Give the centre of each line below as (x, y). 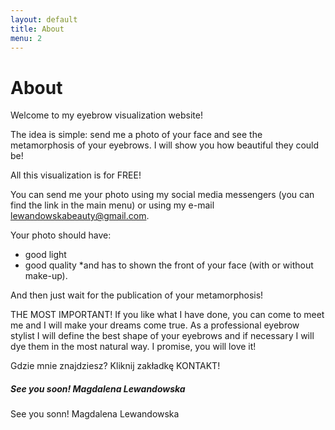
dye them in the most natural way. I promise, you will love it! (133, 347)
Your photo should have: (61, 235)
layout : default (44, 19)
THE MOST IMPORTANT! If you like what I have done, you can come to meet (167, 315)
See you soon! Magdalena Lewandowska (98, 388)
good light (45, 255)
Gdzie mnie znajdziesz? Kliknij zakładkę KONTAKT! (115, 366)
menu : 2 (26, 38)
